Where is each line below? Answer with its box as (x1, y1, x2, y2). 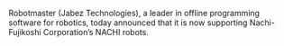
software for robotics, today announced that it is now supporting (8, 17, 248, 28)
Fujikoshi (8, 27, 41, 37)
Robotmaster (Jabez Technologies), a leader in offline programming (8, 8, 261, 18)
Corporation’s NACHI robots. (42, 27, 150, 37)
